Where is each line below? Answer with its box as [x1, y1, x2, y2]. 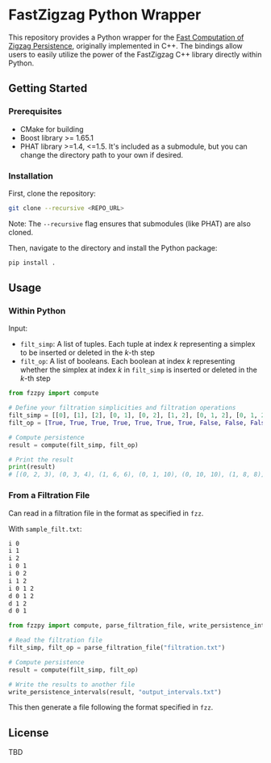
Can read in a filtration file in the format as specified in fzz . [8, 508, 204, 518]
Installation [8, 170, 54, 181]
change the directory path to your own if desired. [19, 150, 184, 159]
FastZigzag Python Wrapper [8, 6, 202, 24]
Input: [8, 323, 28, 333]
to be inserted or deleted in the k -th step [19, 348, 156, 357]
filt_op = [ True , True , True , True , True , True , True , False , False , [8, 419, 248, 427]
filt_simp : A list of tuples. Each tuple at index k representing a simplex [19, 339, 256, 349]
